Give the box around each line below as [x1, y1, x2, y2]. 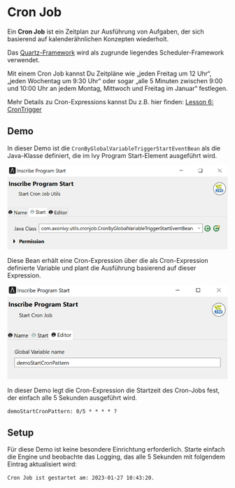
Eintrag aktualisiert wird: [7, 460, 77, 468]
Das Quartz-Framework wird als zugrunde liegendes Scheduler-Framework [7, 48, 225, 57]
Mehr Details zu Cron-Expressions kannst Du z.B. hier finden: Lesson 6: [7, 97, 214, 106]
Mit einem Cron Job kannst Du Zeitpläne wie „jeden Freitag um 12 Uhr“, [7, 69, 212, 78]
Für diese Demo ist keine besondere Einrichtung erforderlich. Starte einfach [7, 445, 225, 454]
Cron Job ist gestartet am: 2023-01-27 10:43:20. [7, 475, 155, 482]
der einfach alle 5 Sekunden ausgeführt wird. [7, 393, 138, 402]
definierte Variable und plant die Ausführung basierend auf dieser [7, 264, 197, 273]
